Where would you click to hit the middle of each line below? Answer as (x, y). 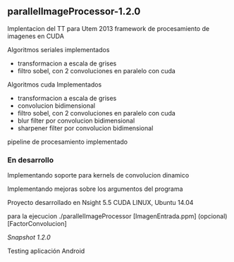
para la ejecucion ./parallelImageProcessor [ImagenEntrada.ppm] (102, 216)
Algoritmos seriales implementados (58, 49)
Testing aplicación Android (46, 251)
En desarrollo (31, 160)
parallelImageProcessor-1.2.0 (74, 12)
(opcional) (213, 216)
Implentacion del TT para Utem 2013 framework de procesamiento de (109, 28)
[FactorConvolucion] (37, 224)
